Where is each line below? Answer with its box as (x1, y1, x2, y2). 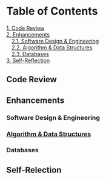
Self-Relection (6, 164, 62, 175)
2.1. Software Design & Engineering (12, 37, 99, 44)
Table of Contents (6, 4, 98, 18)
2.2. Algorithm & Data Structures (12, 44, 93, 51)
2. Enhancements (6, 30, 50, 38)
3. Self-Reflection (6, 57, 50, 64)
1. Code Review (6, 24, 45, 32)
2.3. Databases (12, 50, 50, 57)
